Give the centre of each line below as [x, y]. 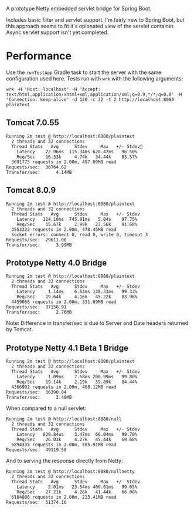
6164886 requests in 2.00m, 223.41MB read [64, 497]
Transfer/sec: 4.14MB [39, 172]
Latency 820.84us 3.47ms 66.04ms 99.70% [77, 435]
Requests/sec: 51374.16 [36, 502]
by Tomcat [19, 330]
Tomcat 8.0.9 [31, 190]
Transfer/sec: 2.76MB [39, 312]
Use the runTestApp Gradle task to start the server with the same [84, 72]
